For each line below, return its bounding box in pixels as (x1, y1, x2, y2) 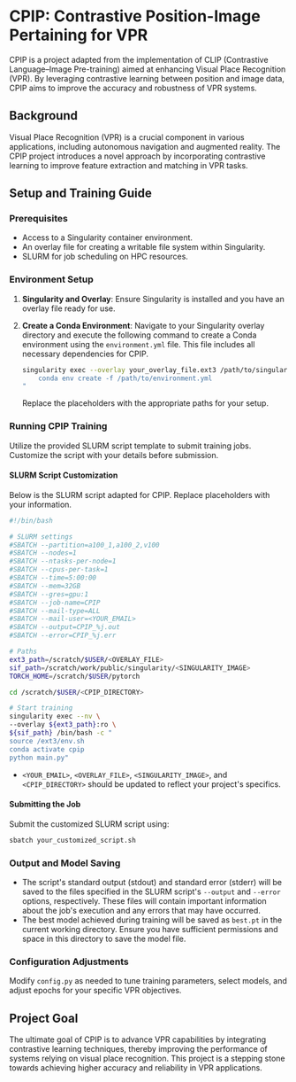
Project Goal (9, 1010, 79, 1025)
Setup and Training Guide (9, 186, 153, 201)
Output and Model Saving (9, 857, 121, 869)
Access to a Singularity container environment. (21, 232, 193, 243)
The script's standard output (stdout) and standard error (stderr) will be (21, 876, 283, 887)
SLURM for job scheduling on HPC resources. (21, 251, 188, 262)
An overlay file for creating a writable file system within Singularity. (21, 242, 266, 253)
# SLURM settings (9, 532, 73, 541)
